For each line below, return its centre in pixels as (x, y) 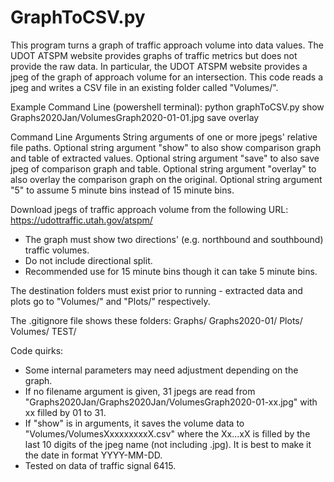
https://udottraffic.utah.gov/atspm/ (81, 220)
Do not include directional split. (88, 260)
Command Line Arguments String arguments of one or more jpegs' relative (164, 137)
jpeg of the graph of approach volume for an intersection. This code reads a (167, 77)
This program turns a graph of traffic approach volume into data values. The (167, 45)
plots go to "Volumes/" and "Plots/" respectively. (110, 301)
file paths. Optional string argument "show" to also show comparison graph (166, 147)
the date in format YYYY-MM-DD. (93, 455)
